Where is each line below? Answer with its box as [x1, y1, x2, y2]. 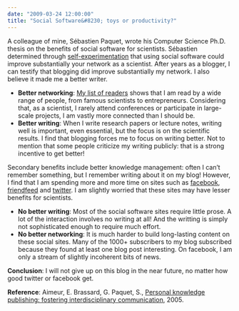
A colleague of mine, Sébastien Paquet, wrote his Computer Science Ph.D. [7, 36, 226, 45]
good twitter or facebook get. [7, 274, 94, 282]
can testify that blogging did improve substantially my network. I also [7, 67, 210, 76]
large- [203, 103, 223, 112]
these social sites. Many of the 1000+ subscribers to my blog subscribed [17, 237, 232, 246]
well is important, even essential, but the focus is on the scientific [17, 126, 210, 135]
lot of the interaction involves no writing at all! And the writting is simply [17, 215, 228, 223]
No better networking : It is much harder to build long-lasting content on [17, 230, 230, 238]
